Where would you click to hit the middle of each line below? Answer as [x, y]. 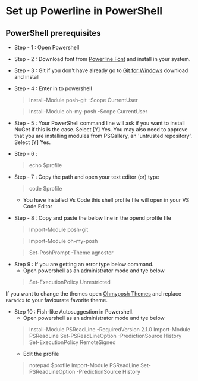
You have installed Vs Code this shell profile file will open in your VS [106, 200]
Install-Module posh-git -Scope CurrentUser [83, 100]
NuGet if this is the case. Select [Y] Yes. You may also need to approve [101, 129]
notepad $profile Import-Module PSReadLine [84, 365]
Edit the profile [41, 354]
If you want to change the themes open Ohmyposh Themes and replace [94, 294]
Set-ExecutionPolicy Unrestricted [70, 282]
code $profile [45, 188]
